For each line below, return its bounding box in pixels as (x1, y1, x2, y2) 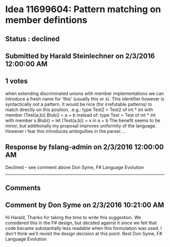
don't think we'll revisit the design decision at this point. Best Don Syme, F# (5, 230, 162, 236)
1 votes (5, 77, 28, 86)
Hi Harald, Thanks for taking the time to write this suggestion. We (5, 214, 141, 220)
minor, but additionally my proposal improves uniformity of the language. (5, 123, 157, 129)
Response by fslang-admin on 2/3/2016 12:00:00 (5, 143, 164, 152)
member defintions (5, 14, 88, 26)
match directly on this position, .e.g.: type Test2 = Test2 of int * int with (5, 107, 153, 113)
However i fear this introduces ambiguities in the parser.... (5, 128, 125, 134)
